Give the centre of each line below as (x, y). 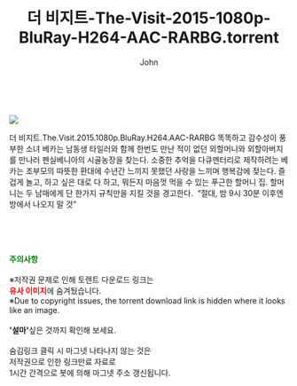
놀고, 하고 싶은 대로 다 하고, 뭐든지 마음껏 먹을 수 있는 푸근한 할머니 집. (147, 182)
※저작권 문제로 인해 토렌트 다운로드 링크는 (82, 280)
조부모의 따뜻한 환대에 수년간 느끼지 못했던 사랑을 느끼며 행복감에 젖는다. (151, 170)
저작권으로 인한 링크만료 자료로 (63, 361)
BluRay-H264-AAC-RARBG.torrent (149, 38)
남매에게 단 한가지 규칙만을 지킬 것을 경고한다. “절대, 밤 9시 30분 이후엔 (159, 193)
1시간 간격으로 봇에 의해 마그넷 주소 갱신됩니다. (90, 373)
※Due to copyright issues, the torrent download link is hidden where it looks (147, 300)
